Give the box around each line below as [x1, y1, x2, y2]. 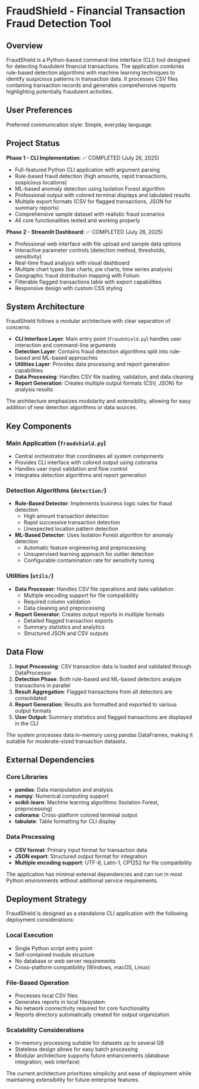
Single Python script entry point [14, 944, 93, 951]
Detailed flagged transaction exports [23, 617, 113, 624]
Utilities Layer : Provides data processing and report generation [14, 360, 170, 368]
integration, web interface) [14, 1059, 80, 1066]
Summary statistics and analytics [23, 623, 105, 630]
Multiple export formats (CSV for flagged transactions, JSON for [14, 198, 172, 205]
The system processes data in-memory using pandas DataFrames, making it [6, 731, 193, 738]
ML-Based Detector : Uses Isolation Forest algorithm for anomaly [14, 531, 173, 539]
